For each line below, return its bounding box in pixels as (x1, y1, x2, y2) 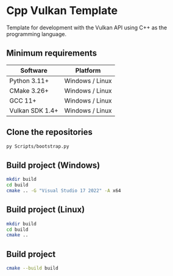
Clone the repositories (6, 127, 93, 137)
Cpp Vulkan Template (6, 4, 118, 18)
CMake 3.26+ (9, 86, 49, 95)
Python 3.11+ (9, 76, 49, 85)
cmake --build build (6, 265, 59, 272)
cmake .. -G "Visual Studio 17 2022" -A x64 (6, 187, 121, 194)
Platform (75, 66, 101, 74)
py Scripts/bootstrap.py (6, 143, 69, 150)
